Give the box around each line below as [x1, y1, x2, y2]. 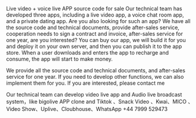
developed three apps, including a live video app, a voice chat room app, [6, 11, 184, 18]
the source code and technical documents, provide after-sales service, [6, 24, 180, 31]
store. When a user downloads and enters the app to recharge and [6, 49, 169, 56]
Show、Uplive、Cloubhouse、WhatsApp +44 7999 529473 [21, 106, 168, 112]
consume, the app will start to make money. [6, 56, 113, 62]
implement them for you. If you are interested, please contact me [6, 79, 165, 87]
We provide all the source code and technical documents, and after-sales [6, 67, 186, 74]
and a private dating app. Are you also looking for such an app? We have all [6, 18, 191, 24]
